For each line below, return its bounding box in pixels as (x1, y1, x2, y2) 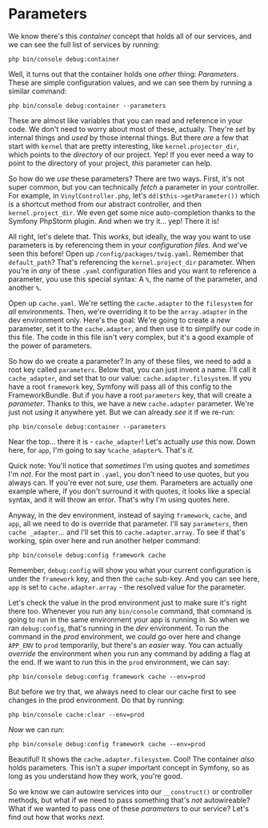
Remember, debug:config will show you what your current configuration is (8, 565, 252, 574)
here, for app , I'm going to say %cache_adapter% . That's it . (8, 445, 194, 454)
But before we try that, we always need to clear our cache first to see (8, 686, 237, 696)
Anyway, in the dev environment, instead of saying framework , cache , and (8, 510, 247, 520)
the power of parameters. (8, 341, 93, 350)
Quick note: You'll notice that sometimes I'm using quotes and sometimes (8, 461, 250, 470)
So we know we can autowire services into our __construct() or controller (8, 786, 253, 796)
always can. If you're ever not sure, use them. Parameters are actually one (8, 478, 254, 487)
